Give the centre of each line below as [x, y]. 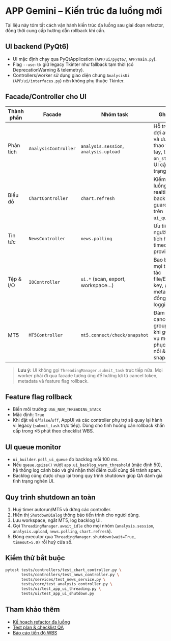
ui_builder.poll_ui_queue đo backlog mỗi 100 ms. [65, 460]
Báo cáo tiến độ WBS [35, 633]
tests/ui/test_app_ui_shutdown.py [58, 594]
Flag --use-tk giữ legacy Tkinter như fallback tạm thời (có [73, 64]
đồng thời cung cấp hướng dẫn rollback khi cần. [55, 30]
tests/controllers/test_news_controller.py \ [70, 575]
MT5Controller [46, 335]
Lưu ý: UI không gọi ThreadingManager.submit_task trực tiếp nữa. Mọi [90, 370]
